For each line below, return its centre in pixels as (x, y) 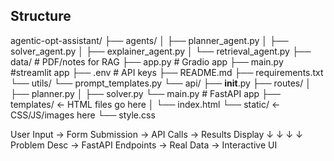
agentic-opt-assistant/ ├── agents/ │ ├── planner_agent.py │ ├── (149, 40)
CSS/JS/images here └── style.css (83, 115)
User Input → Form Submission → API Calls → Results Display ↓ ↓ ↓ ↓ (156, 134)
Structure (41, 16)
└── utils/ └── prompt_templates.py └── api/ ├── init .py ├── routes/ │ (161, 83)
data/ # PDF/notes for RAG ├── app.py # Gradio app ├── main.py (147, 61)
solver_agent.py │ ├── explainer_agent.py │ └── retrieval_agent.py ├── (161, 51)
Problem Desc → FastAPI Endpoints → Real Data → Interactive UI (144, 145)
